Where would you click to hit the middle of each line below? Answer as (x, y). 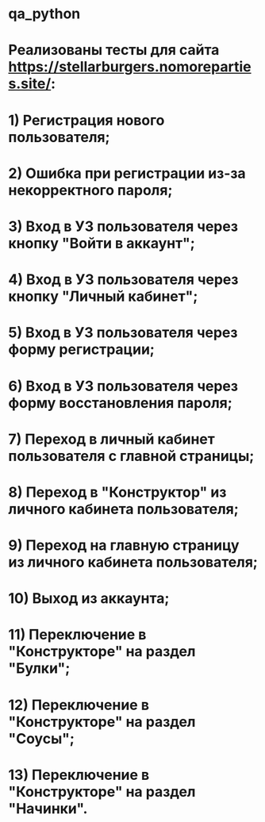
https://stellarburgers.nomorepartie (130, 67)
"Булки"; (39, 668)
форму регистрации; (81, 350)
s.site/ (30, 84)
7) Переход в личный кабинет (112, 439)
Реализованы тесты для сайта (114, 50)
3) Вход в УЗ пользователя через (123, 226)
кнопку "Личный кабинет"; (103, 296)
